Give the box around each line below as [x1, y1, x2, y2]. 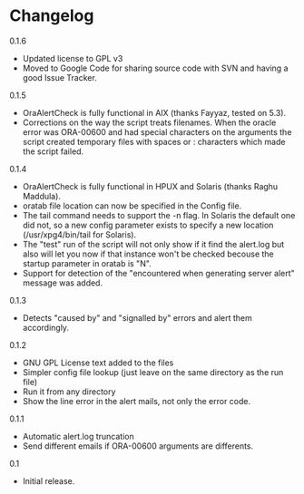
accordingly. [22, 322, 70, 333]
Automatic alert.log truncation [22, 431, 134, 441]
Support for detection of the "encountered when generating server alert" [22, 267, 295, 278]
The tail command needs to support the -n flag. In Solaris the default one [22, 209, 296, 220]
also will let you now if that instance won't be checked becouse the [22, 248, 274, 259]
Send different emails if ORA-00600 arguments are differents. [22, 441, 254, 451]
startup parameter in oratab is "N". [22, 257, 152, 268]
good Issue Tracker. [22, 72, 97, 82]
